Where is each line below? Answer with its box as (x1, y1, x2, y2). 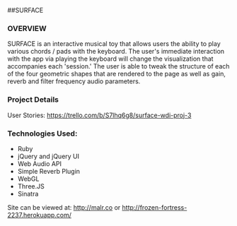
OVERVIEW (7, 23, 47, 33)
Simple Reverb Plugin (17, 167, 80, 175)
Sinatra (17, 189, 39, 198)
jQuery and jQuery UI (17, 152, 80, 160)
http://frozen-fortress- (122, 203, 187, 211)
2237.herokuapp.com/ (7, 210, 72, 219)
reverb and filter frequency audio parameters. (7, 77, 141, 85)
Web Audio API (17, 159, 62, 168)
